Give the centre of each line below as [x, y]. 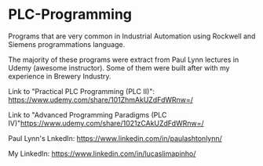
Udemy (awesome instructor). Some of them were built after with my [119, 67]
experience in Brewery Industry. [60, 76]
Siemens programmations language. [67, 44]
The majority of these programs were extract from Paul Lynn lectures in [124, 60]
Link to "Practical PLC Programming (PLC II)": [82, 91]
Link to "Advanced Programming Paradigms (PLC [88, 114]
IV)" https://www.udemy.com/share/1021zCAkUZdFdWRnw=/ [106, 123]
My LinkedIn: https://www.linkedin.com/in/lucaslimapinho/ [102, 153]
